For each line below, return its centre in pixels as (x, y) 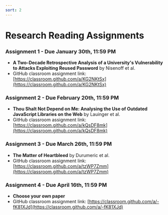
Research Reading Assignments (75, 35)
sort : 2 (14, 10)
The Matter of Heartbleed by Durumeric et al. (61, 155)
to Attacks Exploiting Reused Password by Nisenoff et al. (74, 68)
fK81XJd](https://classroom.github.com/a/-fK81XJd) (68, 207)
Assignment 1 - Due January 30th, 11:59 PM (61, 51)
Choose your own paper (39, 196)
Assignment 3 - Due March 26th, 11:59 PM (59, 144)
